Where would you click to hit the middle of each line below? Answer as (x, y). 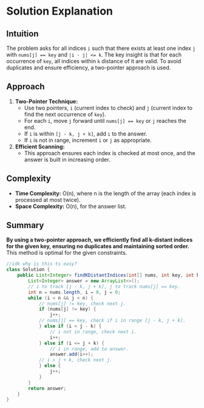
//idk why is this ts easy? (42, 264)
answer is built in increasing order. (67, 159)
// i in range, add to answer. (89, 349)
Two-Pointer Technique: (46, 101)
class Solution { (28, 270)
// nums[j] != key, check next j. (82, 303)
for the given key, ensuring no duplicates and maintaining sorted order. (98, 246)
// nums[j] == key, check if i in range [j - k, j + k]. (112, 320)
